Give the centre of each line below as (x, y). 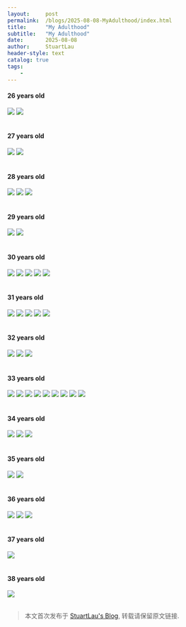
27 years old (26, 136)
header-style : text (36, 54)
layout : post (33, 14)
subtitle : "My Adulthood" (49, 34)
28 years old (26, 176)
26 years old (26, 96)
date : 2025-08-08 (42, 40)
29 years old (26, 217)
